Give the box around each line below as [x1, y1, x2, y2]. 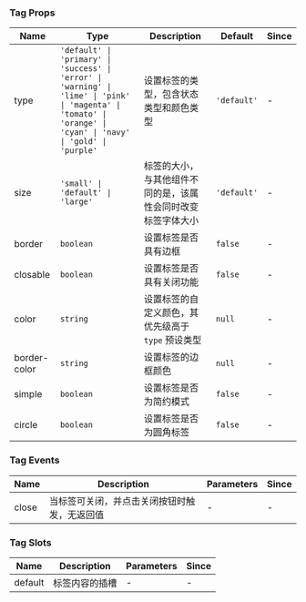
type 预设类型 [144, 334, 202, 347]
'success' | [59, 64, 112, 74]
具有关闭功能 [144, 276, 199, 289]
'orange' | [59, 118, 107, 128]
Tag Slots [9, 536, 52, 548]
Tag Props [9, 6, 56, 19]
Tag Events [9, 454, 60, 466]
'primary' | [59, 55, 112, 65]
